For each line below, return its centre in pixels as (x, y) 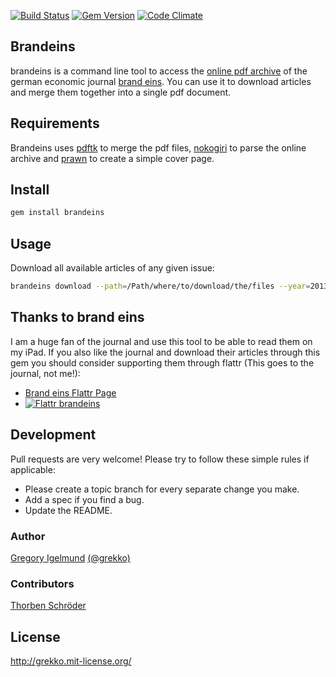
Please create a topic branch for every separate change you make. (162, 489)
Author (28, 536)
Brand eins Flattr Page (70, 392)
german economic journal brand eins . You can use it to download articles (161, 81)
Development (53, 435)
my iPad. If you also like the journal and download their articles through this (165, 352)
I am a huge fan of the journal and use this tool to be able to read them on (161, 341)
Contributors (42, 583)
